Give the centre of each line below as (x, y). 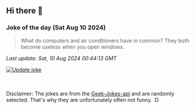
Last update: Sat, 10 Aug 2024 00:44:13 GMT (61, 58)
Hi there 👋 (25, 11)
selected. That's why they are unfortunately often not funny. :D (82, 100)
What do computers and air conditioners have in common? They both (105, 40)
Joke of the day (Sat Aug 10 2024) (56, 28)
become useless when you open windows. (72, 47)
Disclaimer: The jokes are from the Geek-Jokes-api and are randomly (90, 93)
